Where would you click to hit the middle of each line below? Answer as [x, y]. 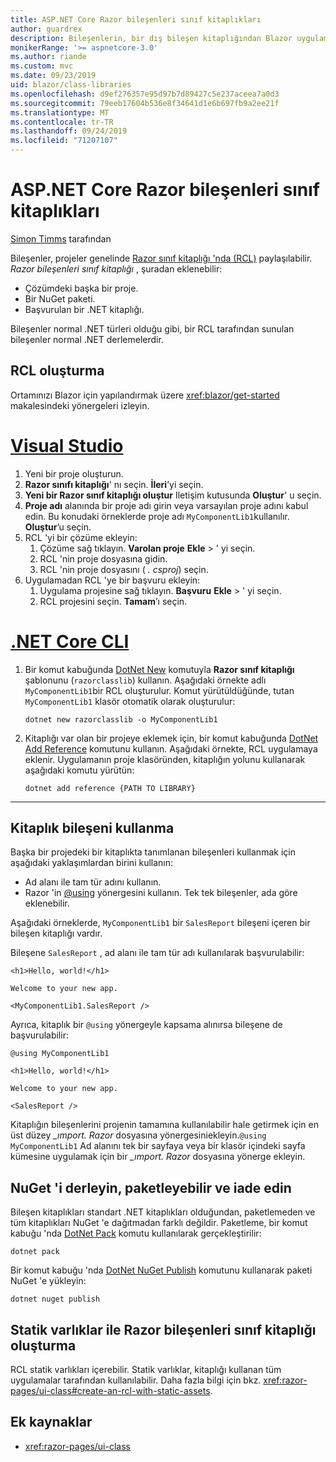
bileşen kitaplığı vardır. [56, 933]
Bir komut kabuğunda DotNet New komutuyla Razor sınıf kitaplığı [159, 669]
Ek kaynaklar [51, 1422]
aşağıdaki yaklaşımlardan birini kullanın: [92, 863]
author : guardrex [46, 29]
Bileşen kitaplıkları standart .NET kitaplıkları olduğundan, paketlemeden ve [163, 1212]
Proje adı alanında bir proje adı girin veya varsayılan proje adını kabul [166, 505]
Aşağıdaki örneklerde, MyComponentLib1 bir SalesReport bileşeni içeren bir [160, 923]
